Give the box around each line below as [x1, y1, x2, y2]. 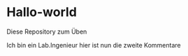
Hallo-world [6, 4, 78, 20]
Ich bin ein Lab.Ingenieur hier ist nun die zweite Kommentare [6, 41, 181, 49]
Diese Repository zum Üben [6, 27, 87, 36]
